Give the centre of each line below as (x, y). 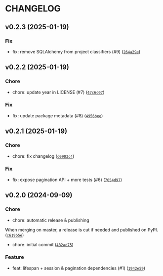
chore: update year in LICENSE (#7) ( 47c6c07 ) (58, 92)
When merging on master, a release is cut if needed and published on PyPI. (82, 230)
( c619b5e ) (15, 235)
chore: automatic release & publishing (51, 220)
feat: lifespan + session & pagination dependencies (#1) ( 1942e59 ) (79, 268)
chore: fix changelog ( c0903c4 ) (43, 156)
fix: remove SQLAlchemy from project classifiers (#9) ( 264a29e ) (76, 51)
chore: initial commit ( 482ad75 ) (43, 244)
